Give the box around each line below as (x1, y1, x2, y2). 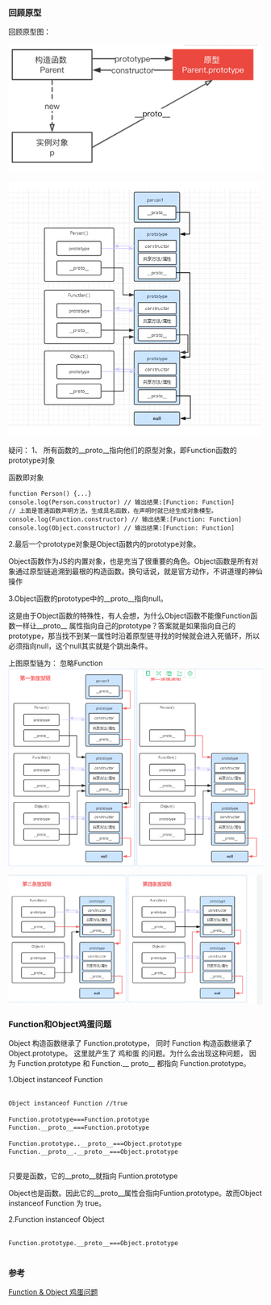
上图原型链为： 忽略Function (8, 658, 103, 668)
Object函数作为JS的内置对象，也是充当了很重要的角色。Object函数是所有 (8, 556, 252, 566)
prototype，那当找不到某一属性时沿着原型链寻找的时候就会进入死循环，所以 (8, 632, 261, 641)
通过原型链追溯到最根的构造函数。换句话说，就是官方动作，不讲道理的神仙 (15, 567, 263, 577)
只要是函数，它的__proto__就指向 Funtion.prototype (8, 1171, 178, 1181)
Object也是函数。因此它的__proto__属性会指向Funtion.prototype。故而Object (8, 1189, 262, 1198)
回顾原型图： (8, 27, 51, 37)
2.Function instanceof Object (8, 1215, 105, 1224)
